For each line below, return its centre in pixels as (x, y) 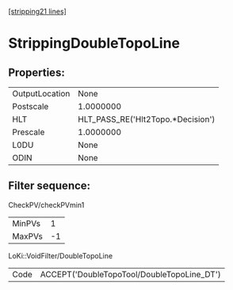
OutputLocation (41, 94)
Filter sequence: (50, 186)
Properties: (36, 72)
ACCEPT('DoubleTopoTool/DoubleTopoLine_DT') (130, 274)
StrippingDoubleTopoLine (94, 43)
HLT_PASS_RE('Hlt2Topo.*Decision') (147, 119)
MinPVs (27, 223)
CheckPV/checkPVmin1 (46, 205)
